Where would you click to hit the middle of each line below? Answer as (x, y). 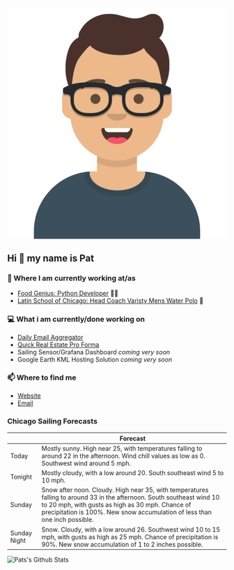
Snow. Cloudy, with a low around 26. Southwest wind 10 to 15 (131, 530)
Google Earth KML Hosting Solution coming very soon (95, 359)
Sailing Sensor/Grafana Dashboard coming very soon (94, 352)
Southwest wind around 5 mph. (86, 463)
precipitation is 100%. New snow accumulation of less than (127, 512)
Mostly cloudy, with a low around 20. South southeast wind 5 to (133, 473)
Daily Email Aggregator (50, 337)
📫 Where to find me (42, 377)
